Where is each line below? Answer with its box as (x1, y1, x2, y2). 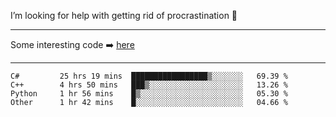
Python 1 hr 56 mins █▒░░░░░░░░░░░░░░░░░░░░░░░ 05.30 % (10, 89, 288, 99)
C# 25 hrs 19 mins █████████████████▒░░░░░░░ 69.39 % (10, 71, 288, 81)
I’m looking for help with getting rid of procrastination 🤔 (10, 10, 238, 21)
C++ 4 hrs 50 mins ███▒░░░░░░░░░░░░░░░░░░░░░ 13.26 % (10, 80, 288, 90)
